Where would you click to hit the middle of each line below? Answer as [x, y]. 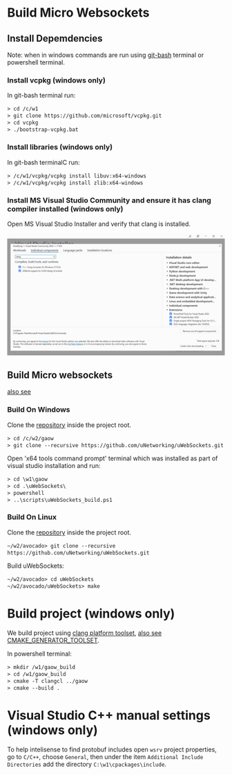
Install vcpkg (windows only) [56, 80]
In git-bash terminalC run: [44, 162]
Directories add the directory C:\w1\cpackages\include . [87, 764]
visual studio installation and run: [54, 465]
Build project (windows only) [91, 614]
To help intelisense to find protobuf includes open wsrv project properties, [112, 749]
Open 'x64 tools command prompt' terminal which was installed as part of [113, 458]
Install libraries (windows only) [60, 147]
